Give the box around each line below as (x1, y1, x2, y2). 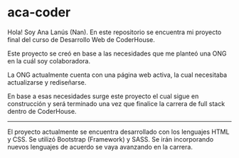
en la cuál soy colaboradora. (7, 56, 91, 65)
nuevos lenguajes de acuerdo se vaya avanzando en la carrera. (7, 142, 193, 151)
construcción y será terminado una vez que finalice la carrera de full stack (7, 99, 225, 107)
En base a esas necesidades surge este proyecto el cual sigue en (7, 92, 199, 100)
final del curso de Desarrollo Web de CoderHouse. (7, 35, 155, 43)
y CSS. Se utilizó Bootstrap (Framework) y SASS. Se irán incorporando (7, 135, 214, 143)
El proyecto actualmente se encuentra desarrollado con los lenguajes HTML (7, 127, 230, 136)
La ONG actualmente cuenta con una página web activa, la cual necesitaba (7, 70, 228, 79)
